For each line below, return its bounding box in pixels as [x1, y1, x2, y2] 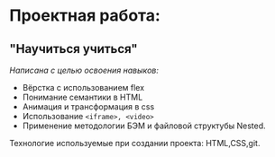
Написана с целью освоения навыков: [9, 65, 160, 75]
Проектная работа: [9, 5, 160, 26]
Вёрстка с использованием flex [22, 83, 145, 92]
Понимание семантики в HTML [22, 92, 143, 102]
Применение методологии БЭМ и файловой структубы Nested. [22, 120, 266, 131]
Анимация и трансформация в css [22, 101, 155, 112]
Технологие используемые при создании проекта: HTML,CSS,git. [9, 138, 261, 148]
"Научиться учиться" [9, 41, 138, 57]
